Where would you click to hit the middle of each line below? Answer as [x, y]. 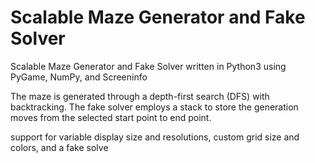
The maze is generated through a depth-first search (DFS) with [140, 96]
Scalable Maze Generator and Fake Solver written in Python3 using [148, 66]
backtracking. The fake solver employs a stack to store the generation [154, 107]
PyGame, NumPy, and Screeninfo [79, 77]
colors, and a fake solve [59, 147]
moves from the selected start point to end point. [111, 117]
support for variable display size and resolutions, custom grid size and [155, 137]
